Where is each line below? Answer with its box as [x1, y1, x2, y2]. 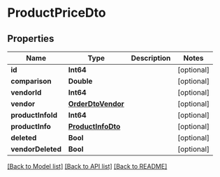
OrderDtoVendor [68, 99, 124, 109]
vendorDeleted [10, 144, 61, 154]
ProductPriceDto [7, 5, 106, 21]
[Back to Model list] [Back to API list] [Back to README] [7, 162, 168, 170]
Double [68, 77, 93, 86]
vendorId [10, 88, 42, 97]
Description [131, 54, 171, 63]
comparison [10, 77, 52, 86]
